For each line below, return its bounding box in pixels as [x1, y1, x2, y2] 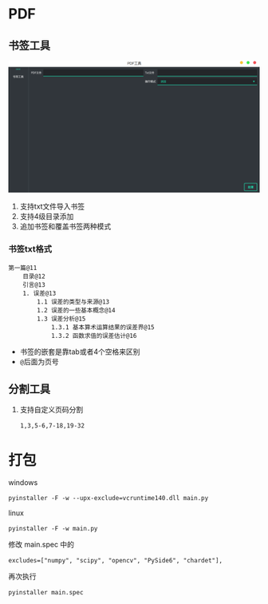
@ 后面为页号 [19, 356, 59, 366]
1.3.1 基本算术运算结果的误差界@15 [50, 323, 156, 332]
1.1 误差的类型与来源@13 [37, 297, 110, 306]
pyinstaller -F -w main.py [8, 525, 98, 533]
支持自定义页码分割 [19, 405, 84, 415]
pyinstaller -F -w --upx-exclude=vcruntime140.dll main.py [8, 495, 209, 503]
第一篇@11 [8, 264, 37, 272]
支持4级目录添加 [19, 212, 74, 221]
